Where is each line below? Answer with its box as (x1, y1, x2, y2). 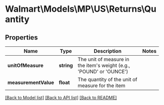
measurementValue (7, 79, 55, 86)
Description (93, 48, 122, 54)
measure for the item (77, 82, 125, 89)
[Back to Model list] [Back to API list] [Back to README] (5, 95, 117, 101)
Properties (5, 33, 38, 42)
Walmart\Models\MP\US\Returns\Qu (5, 3, 157, 15)
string (59, 62, 73, 69)
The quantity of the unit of (77, 76, 138, 83)
